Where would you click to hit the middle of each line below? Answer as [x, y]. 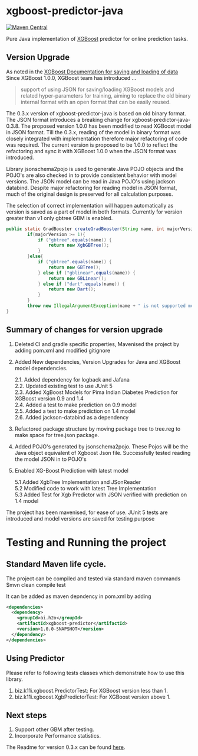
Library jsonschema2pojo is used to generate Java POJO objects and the [95, 169]
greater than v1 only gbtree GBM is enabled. [60, 218]
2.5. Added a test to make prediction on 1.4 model [75, 411]
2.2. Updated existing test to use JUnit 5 [64, 386]
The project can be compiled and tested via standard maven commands [93, 579]
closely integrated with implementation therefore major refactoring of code [97, 138]
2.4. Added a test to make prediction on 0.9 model [75, 405]
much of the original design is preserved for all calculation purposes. [90, 194]
